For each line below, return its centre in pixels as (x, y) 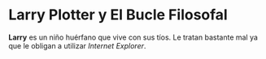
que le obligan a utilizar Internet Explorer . (77, 45)
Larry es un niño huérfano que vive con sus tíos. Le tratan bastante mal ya (133, 37)
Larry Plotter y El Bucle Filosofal (118, 15)
